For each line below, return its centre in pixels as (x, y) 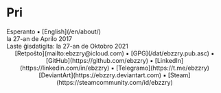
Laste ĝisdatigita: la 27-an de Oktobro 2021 (67, 46)
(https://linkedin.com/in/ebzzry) (65, 68)
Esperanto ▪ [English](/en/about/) (54, 31)
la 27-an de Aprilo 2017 (39, 38)
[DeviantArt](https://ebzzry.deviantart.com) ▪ (103, 75)
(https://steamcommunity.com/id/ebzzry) (115, 82)
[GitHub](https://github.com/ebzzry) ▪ (100, 60)
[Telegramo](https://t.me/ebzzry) (163, 68)
